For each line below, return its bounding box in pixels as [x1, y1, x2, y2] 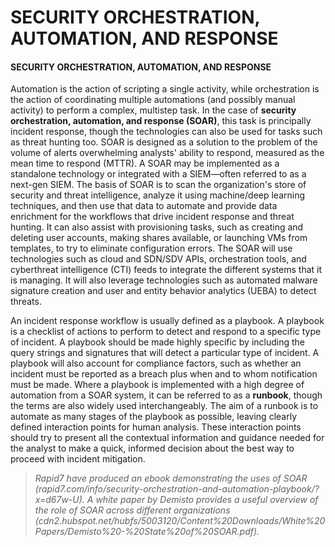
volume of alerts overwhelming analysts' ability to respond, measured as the [10, 147, 325, 159]
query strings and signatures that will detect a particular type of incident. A [10, 347, 320, 359]
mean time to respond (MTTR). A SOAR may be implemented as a [10, 157, 280, 170]
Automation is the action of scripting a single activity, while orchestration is [10, 83, 320, 95]
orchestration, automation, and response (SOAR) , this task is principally [10, 115, 312, 127]
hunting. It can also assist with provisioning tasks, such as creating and [10, 221, 304, 233]
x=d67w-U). [34, 494, 85, 506]
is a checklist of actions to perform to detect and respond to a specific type [10, 326, 322, 338]
